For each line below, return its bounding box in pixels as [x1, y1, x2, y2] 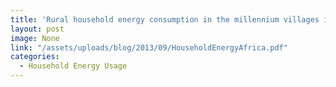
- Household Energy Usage [19, 61, 128, 71]
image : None [10, 33, 60, 43]
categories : [10, 52, 60, 62]
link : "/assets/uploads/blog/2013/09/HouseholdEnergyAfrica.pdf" [10, 42, 288, 53]
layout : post [10, 24, 65, 34]
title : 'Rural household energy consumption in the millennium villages [10, 14, 320, 25]
